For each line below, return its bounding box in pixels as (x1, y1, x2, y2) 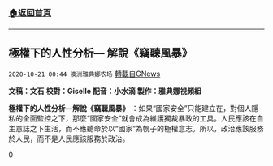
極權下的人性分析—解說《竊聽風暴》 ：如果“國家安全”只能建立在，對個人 (8, 104, 252, 113)
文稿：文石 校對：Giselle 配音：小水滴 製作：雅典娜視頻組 (8, 87, 201, 96)
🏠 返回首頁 (8, 6, 52, 18)
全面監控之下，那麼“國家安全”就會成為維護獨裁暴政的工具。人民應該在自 (22, 113, 264, 123)
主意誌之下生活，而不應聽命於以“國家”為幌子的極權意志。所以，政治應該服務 (8, 124, 264, 134)
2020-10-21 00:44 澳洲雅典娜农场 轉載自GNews (8, 69, 161, 79)
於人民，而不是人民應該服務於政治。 (8, 134, 130, 143)
